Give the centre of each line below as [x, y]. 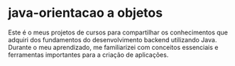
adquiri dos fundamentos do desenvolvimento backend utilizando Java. [113, 39]
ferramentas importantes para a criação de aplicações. [88, 55]
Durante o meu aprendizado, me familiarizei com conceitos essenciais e [113, 47]
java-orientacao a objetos [85, 13]
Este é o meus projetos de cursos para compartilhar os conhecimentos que [118, 32]
